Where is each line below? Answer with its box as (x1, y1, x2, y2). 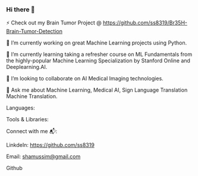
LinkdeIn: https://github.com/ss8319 (6, 142, 95, 149)
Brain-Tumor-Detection (6, 28, 62, 35)
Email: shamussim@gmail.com (6, 153, 81, 160)
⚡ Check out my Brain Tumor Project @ (6, 19, 102, 26)
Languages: (6, 104, 35, 112)
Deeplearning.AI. (6, 64, 48, 71)
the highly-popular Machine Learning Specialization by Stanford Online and (6, 57, 190, 64)
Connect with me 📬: (6, 128, 58, 135)
